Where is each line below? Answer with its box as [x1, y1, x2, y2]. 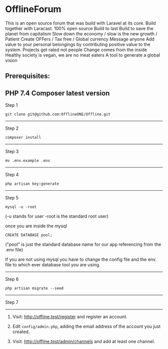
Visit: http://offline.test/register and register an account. [12, 314, 127, 320]
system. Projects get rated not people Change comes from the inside [5, 47, 147, 53]
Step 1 [5, 102, 18, 108]
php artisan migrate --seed [5, 286, 64, 291]
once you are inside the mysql [5, 223, 67, 229]
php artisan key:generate [5, 181, 59, 186]
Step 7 [5, 299, 19, 305]
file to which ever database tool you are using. [5, 262, 100, 268]
